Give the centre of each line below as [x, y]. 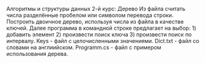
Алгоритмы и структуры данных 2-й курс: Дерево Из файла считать [96, 9]
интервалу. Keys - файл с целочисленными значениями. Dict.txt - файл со [103, 41]
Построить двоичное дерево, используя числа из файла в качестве [95, 22]
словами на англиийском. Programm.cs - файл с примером [84, 47]
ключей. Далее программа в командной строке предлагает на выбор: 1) [102, 28]
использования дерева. [37, 54]
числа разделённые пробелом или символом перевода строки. [90, 15]
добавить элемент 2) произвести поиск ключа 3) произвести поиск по [99, 35]
